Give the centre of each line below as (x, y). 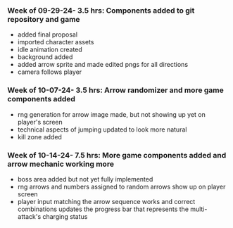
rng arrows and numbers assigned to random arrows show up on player (121, 186)
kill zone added (39, 137)
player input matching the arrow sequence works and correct (106, 201)
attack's (29, 216)
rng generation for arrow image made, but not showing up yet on (112, 114)
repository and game (44, 19)
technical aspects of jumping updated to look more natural (102, 129)
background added (45, 57)
